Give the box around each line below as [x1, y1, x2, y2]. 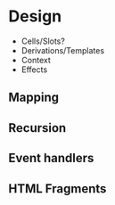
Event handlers [8, 151, 94, 166]
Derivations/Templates [21, 45, 104, 55]
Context [21, 54, 51, 65]
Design [8, 6, 62, 27]
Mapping [8, 90, 60, 105]
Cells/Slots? [21, 36, 66, 46]
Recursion [8, 120, 67, 135]
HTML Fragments [8, 181, 107, 196]
